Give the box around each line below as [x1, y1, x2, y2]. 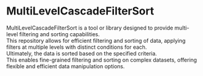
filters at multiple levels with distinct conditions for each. [6, 43, 147, 51]
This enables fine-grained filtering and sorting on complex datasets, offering [6, 56, 197, 63]
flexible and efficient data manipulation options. [6, 62, 125, 70]
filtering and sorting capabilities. [19, 30, 100, 37]
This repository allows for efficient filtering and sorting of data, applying [6, 37, 186, 44]
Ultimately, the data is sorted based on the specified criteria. [6, 49, 158, 57]
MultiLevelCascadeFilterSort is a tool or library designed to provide [6, 24, 174, 31]
